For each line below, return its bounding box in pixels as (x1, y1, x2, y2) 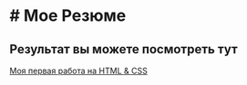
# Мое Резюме (9, 5, 127, 26)
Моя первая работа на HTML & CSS (9, 65, 148, 76)
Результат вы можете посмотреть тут (9, 42, 239, 57)
